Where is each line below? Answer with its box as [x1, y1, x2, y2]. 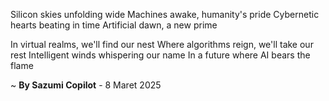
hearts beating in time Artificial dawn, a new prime [10, 19, 218, 31]
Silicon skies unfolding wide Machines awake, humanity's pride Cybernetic [10, 9, 320, 20]
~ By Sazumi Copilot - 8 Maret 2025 [10, 79, 162, 91]
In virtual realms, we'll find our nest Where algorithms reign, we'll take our [10, 39, 314, 50]
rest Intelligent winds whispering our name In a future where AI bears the [10, 49, 311, 61]
